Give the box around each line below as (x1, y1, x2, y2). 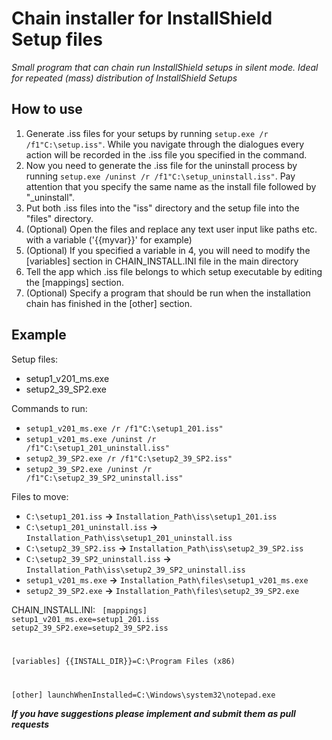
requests (11, 718, 50, 731)
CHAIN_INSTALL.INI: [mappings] (11, 603, 148, 616)
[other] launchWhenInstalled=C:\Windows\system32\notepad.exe (11, 690, 276, 701)
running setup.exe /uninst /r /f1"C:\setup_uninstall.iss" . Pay (25, 170, 296, 182)
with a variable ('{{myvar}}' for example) (25, 233, 193, 246)
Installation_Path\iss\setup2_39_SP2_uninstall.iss (25, 565, 246, 575)
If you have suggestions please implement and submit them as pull (11, 708, 296, 720)
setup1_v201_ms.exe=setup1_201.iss (11, 614, 160, 624)
